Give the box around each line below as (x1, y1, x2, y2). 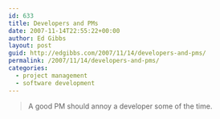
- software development (15, 79, 95, 87)
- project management (15, 72, 88, 80)
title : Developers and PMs (8, 19, 99, 27)
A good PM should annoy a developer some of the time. (27, 101, 213, 111)
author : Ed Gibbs (8, 34, 67, 43)
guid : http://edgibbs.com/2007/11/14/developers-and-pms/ (8, 49, 206, 57)
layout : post (8, 42, 52, 50)
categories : (8, 64, 48, 72)
